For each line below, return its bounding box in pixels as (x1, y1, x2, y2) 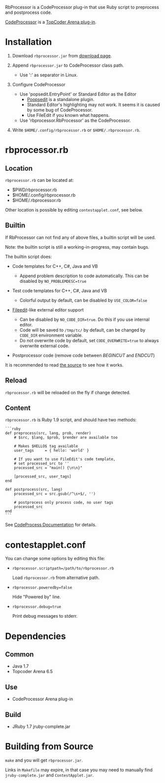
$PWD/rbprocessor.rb (12, 187, 58, 193)
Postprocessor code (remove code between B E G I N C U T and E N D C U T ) (12, 352, 155, 358)
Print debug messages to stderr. (12, 613, 78, 619)
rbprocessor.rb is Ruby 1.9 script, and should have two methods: (5, 417, 137, 423)
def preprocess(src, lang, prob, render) (5, 431, 92, 436)
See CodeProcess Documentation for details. (5, 522, 97, 528)
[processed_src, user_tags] (14, 474, 71, 479)
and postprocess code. (5, 9, 52, 15)
